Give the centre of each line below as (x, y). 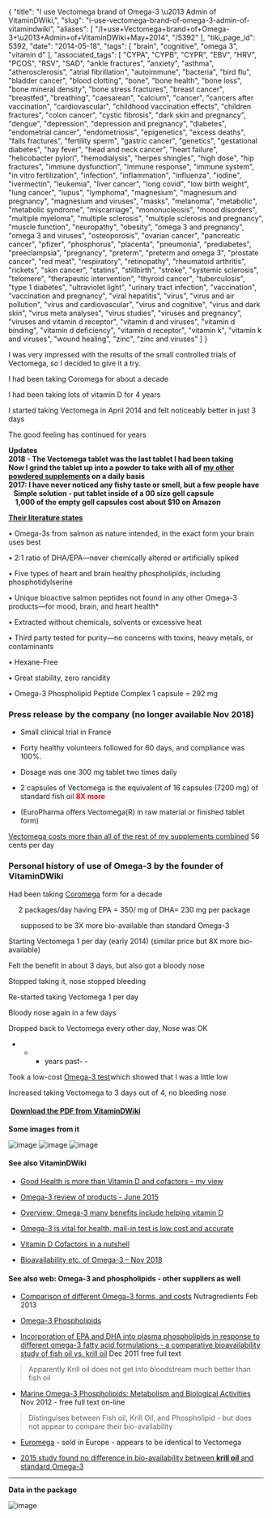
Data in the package (42, 1490)
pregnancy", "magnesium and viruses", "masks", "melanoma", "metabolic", (133, 201)
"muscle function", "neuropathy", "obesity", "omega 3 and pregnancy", (126, 227)
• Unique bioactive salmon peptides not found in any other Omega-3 (123, 598)
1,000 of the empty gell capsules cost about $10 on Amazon (118, 502)
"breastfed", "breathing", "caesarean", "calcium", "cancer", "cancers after (131, 98)
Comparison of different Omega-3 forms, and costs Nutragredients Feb (139, 1297)
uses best (25, 542)
